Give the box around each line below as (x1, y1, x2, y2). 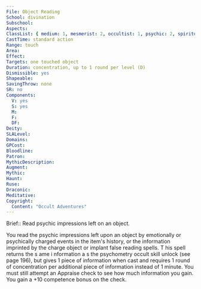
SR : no (6, 87, 23, 93)
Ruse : (6, 181, 20, 187)
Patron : (6, 153, 26, 159)
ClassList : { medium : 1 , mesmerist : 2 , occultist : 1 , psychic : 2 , (6, 31, 175, 37)
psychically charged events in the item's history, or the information (6, 238, 170, 245)
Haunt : (6, 176, 23, 182)
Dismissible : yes (6, 70, 50, 76)
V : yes (11, 98, 28, 104)
